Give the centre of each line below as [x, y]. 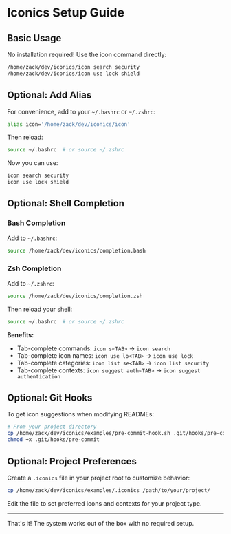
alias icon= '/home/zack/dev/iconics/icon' [69, 124]
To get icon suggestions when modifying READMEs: [81, 414]
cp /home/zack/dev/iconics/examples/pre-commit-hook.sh [89, 434]
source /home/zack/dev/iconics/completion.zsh [75, 296]
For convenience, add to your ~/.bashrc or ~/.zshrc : [81, 111]
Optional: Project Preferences [72, 461]
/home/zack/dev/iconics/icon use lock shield [73, 74]
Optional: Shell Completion [66, 203]
